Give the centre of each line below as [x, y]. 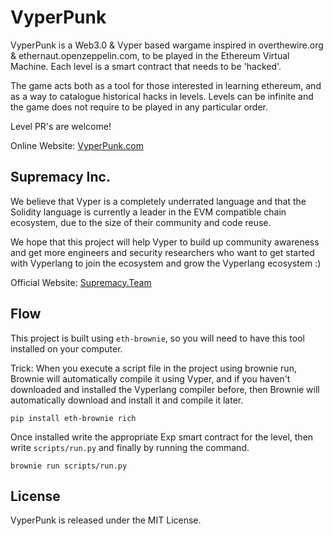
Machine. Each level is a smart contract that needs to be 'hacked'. [146, 66]
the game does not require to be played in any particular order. [139, 107]
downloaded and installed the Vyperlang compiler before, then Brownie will [165, 389]
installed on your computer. [66, 348]
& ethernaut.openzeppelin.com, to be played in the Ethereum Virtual [150, 55]
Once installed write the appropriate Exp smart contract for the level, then [162, 437]
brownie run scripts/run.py [69, 466]
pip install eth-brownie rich [73, 418]
